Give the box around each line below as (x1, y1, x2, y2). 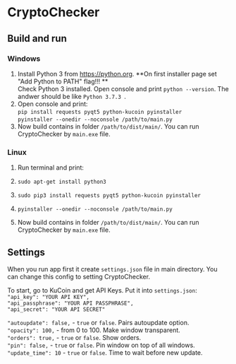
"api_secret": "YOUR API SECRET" (7, 305, 106, 313)
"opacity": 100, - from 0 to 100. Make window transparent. (7, 326, 181, 334)
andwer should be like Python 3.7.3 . (17, 92, 127, 100)
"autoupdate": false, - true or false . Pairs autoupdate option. (7, 318, 190, 327)
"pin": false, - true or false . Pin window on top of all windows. (7, 341, 195, 349)
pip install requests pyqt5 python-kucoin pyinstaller (17, 108, 182, 115)
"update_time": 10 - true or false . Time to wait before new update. (7, 348, 203, 357)
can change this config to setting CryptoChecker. (7, 272, 150, 281)
